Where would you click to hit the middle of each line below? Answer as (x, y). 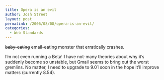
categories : (17, 28)
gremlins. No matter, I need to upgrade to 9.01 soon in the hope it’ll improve (82, 67)
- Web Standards (26, 33)
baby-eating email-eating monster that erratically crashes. (65, 47)
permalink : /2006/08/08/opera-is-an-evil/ (50, 24)
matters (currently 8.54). (30, 72)
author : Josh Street (27, 14)
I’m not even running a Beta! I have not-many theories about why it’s (75, 57)
